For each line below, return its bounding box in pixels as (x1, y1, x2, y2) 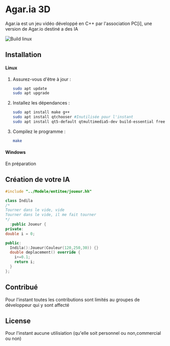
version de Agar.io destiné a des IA (5, 25, 79, 32)
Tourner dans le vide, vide (5, 207, 65, 212)
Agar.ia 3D (5, 4, 51, 15)
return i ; (14, 259, 36, 264)
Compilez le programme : (12, 128, 66, 135)
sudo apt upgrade (12, 91, 50, 96)
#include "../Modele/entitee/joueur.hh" (5, 189, 92, 194)
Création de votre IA (5, 175, 70, 184)
